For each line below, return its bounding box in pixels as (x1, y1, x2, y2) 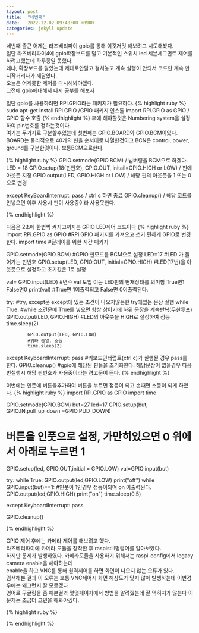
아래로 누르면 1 (18, 445, 86, 459)
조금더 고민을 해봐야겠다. (21, 597, 80, 604)
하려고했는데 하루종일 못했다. (6, 57, 73, 64)
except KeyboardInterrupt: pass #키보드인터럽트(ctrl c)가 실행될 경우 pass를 (6, 355, 188, 362)
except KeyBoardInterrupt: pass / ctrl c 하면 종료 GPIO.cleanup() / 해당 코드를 (6, 192, 192, 199)
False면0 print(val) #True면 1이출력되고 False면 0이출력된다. (6, 286, 149, 293)
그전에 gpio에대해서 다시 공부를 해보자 (6, 87, 95, 94)
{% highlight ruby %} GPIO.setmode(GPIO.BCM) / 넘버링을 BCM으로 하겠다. (6, 157, 188, 164)
